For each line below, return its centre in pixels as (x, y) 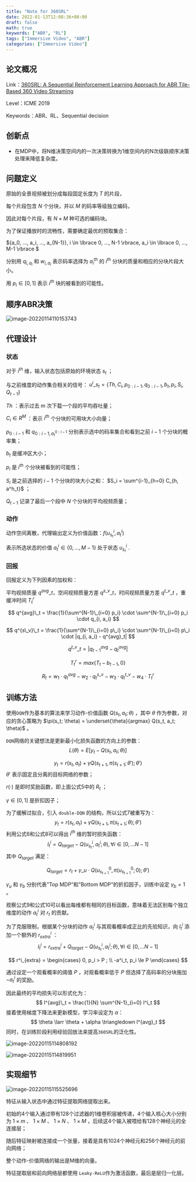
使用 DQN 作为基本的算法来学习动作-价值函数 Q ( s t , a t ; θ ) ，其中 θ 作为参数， (94, 713)
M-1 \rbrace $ (23, 249)
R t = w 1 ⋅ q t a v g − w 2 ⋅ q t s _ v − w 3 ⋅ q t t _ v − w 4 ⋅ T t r (98, 676)
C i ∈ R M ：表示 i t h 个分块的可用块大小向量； (59, 418)
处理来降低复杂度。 (38, 158)
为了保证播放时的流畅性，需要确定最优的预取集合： (67, 231)
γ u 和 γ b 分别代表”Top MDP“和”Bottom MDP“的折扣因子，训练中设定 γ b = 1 (96, 885)
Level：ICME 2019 (28, 103)
